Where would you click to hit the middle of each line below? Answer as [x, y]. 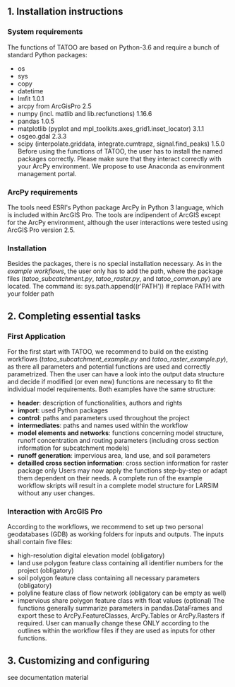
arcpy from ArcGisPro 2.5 [54, 106]
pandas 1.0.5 [36, 121]
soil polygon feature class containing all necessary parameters [108, 578]
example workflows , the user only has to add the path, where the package [115, 271]
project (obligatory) [46, 571]
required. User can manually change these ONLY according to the [113, 623]
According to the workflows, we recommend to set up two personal [105, 527]
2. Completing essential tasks [74, 316]
